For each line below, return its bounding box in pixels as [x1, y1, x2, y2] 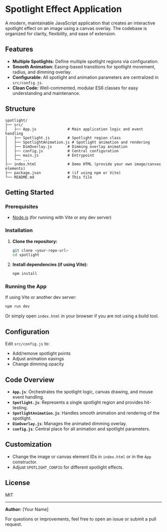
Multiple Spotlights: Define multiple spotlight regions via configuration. [12, 58, 159, 64]
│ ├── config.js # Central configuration [5, 148, 119, 153]
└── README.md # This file [5, 175, 92, 180]
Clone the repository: [12, 238, 58, 244]
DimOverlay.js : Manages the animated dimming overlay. [12, 420, 127, 426]
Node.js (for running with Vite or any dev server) [12, 215, 112, 221]
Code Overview [5, 375, 55, 384]
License [5, 479, 30, 487]
